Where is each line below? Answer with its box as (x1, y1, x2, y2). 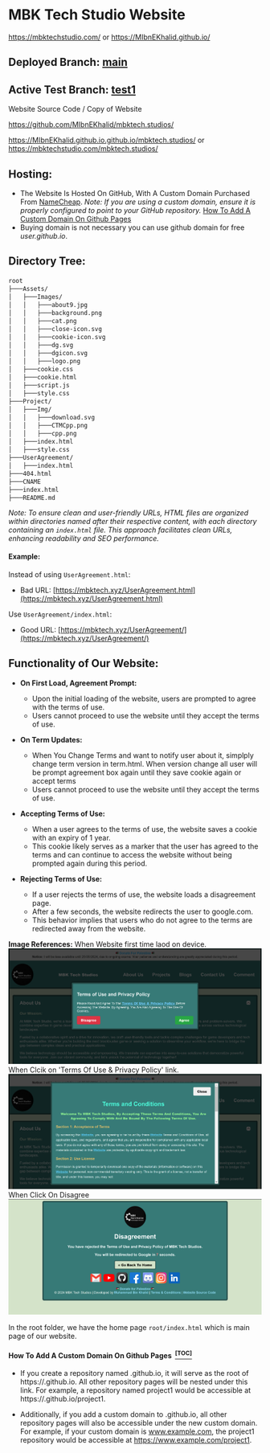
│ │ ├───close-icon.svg (8, 325, 103, 333)
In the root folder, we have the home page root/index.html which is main (8, 1322, 251, 1332)
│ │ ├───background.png (8, 309, 103, 317)
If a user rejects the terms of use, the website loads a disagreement (31, 890, 256, 899)
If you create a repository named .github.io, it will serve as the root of (19, 1369, 249, 1378)
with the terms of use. (31, 702, 105, 712)
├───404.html (8, 469, 52, 477)
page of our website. (8, 1331, 78, 1340)
